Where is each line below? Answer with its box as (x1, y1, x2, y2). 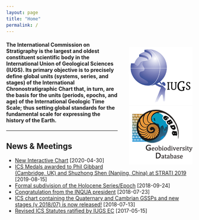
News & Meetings (6, 141, 72, 151)
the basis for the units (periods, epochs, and (6, 91, 118, 98)
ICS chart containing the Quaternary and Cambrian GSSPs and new (14, 195, 179, 202)
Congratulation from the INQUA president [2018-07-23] (14, 189, 150, 196)
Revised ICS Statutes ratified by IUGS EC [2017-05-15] (14, 208, 147, 215)
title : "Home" (6, 15, 41, 22)
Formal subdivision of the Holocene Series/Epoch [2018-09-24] (14, 182, 171, 189)
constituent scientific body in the (6, 53, 90, 60)
